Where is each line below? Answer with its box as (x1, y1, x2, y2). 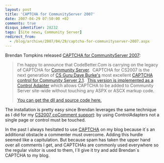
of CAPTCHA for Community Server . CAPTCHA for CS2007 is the (17, 67, 150, 73)
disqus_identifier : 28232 (5, 25, 58, 30)
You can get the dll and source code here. (17, 97, 102, 103)
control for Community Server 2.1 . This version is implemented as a (17, 77, 154, 83)
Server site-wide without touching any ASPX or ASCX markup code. (17, 87, 155, 93)
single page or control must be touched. (5, 117, 86, 122)
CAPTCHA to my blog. (5, 152, 50, 158)
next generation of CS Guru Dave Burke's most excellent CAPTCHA (17, 72, 153, 78)
